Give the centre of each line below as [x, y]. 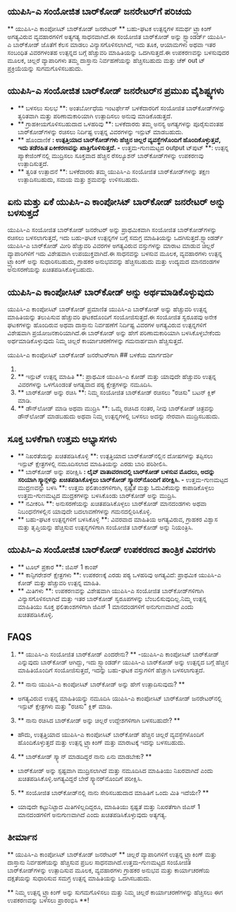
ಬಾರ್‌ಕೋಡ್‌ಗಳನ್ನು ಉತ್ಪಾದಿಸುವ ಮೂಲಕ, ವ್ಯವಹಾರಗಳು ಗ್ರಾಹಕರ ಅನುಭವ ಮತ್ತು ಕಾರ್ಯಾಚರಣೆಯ [108, 870]
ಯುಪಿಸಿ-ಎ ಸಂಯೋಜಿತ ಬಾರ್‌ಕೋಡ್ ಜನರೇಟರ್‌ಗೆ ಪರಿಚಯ [99, 12]
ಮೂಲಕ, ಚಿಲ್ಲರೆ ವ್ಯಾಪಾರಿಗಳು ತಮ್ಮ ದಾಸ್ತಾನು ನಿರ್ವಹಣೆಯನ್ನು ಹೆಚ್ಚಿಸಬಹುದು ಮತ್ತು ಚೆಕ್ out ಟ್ [106, 60]
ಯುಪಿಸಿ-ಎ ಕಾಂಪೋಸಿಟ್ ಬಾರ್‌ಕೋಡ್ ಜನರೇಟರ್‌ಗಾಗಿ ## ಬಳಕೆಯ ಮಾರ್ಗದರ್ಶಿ [91, 355]
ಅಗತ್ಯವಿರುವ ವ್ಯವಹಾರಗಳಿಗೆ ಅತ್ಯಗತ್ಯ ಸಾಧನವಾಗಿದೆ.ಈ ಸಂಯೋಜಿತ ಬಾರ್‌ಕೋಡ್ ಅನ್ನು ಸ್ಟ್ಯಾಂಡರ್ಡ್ [107, 36]
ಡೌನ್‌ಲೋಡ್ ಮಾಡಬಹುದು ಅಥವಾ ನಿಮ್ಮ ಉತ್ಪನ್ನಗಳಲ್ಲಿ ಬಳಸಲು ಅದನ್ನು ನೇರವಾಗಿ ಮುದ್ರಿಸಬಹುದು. [119, 416]
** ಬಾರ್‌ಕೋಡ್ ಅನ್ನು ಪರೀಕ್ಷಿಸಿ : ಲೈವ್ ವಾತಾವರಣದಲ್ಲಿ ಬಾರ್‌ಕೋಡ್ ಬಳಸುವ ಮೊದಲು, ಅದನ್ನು [116, 472]
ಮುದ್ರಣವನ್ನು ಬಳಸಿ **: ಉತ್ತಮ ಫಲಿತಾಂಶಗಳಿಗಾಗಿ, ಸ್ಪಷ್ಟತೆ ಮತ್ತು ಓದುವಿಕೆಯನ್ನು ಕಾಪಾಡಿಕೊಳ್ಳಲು [116, 488]
